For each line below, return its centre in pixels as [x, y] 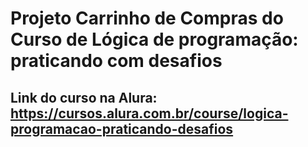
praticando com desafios [116, 61]
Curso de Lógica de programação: [154, 39]
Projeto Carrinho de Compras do [147, 18]
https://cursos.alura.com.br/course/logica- [149, 113]
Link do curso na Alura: [84, 97]
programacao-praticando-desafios [122, 128]
